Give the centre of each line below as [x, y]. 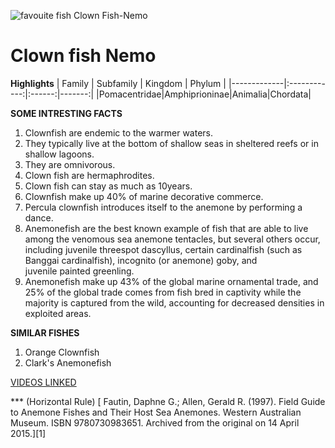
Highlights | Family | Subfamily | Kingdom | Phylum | [118, 83]
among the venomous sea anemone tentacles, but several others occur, [172, 239]
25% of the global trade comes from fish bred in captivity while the [163, 292]
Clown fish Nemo [83, 56]
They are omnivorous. [70, 164]
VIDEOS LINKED [43, 382]
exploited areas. [58, 313]
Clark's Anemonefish [68, 362]
